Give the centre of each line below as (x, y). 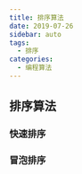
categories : (31, 59)
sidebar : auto (36, 34)
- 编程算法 (35, 68)
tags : (19, 43)
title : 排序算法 (37, 17)
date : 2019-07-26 (41, 26)
